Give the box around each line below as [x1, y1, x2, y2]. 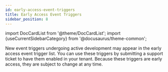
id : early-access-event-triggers [5, 7, 75, 12]
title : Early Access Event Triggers [5, 12, 82, 17]
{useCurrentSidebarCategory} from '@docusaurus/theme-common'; [5, 35, 147, 41]
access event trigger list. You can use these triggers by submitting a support [5, 50, 163, 56]
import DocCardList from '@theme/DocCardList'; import [5, 30, 121, 36]
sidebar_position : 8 [5, 16, 49, 21]
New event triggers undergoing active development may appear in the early [5, 45, 162, 51]
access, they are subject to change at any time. [5, 61, 103, 67]
